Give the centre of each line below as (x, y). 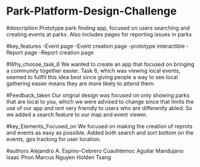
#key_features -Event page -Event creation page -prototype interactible (95, 46)
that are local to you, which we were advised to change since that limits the (100, 102)
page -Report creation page (59, 52)
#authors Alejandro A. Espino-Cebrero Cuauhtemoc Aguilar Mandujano (95, 151)
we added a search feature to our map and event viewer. (77, 114)
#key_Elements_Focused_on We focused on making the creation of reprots (99, 126)
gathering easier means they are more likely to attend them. (81, 83)
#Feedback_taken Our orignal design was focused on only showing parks (98, 95)
